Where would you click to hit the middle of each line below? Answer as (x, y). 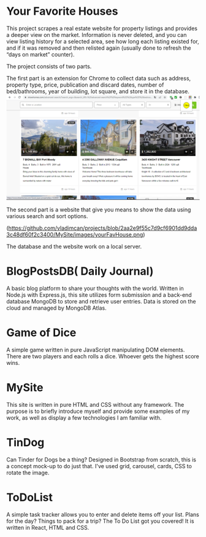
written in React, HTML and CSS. (48, 527)
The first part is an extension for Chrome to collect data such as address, (99, 78)
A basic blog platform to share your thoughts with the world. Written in (95, 288)
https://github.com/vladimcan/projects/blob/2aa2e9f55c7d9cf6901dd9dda (103, 228)
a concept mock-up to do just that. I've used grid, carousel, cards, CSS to (99, 466)
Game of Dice (41, 333)
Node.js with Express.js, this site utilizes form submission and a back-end (99, 295)
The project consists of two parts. (49, 66)
